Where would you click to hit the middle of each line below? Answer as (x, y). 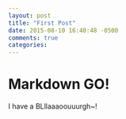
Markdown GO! (59, 84)
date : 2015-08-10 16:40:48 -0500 (63, 30)
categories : (28, 45)
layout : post (30, 15)
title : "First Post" (42, 23)
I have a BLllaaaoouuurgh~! (53, 106)
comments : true (33, 38)
